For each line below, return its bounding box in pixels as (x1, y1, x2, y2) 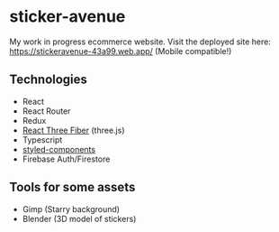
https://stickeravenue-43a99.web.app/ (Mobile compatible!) (9, 45, 232, 56)
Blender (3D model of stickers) (22, 213, 137, 224)
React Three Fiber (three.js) (22, 125, 125, 135)
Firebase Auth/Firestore (22, 153, 111, 164)
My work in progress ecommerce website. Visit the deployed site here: (9, 36, 272, 47)
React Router (22, 106, 71, 116)
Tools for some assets (9, 180, 136, 195)
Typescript (22, 134, 63, 145)
